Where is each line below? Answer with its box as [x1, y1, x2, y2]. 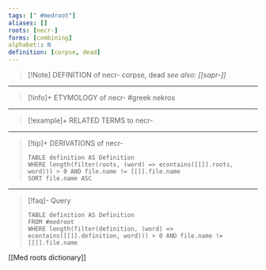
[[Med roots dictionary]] [8, 253, 87, 262]
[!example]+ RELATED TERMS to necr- [27, 116, 154, 125]
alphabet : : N [8, 41, 51, 49]
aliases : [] [8, 19, 47, 27]
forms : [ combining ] [8, 33, 73, 42]
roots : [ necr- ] [8, 26, 59, 34]
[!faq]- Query [27, 196, 71, 205]
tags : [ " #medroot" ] [8, 11, 77, 20]
